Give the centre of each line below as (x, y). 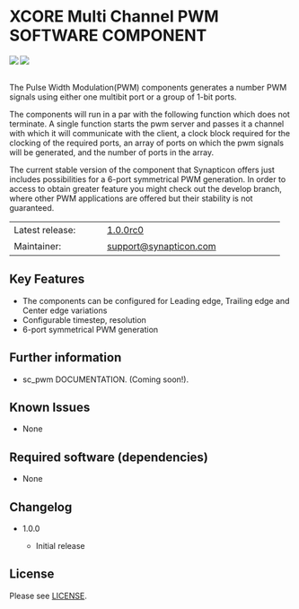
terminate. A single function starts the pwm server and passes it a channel (147, 124)
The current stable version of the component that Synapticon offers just (142, 170)
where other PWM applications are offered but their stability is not (131, 198)
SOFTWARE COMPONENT (108, 35)
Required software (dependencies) (109, 457)
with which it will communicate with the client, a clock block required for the (149, 133)
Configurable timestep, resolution (84, 319)
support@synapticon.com (162, 247)
